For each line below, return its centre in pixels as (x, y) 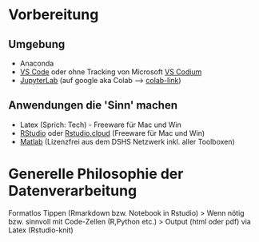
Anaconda (37, 63)
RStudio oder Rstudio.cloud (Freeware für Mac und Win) (112, 133)
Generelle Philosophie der (96, 174)
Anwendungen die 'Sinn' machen (93, 105)
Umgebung (37, 44)
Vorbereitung (54, 15)
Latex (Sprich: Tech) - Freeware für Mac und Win (101, 125)
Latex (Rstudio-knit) (41, 230)
